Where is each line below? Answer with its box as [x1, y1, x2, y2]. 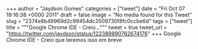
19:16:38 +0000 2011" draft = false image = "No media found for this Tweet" [6, 11, 192, 18]
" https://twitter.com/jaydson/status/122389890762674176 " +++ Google [6, 30, 181, 37]
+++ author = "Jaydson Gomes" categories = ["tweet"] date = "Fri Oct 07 [6, 5, 186, 12]
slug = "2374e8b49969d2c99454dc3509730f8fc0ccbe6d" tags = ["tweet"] [6, 18, 193, 24]
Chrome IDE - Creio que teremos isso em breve [6, 37, 122, 43]
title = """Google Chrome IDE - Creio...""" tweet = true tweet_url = [6, 24, 168, 31]
